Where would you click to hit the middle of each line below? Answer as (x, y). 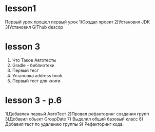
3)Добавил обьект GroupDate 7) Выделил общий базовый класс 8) (74, 119)
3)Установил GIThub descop (34, 27)
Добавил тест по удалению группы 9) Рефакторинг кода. (64, 124)
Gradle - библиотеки (33, 65)
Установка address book (37, 75)
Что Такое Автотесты (34, 60)
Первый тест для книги (36, 81)
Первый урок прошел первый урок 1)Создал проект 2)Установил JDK (77, 22)
